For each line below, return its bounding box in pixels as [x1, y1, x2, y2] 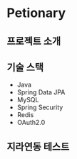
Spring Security [16, 103, 63, 111]
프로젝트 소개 [6, 35, 61, 47]
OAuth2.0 [16, 119, 46, 127]
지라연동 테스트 [6, 141, 70, 153]
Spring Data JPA [16, 88, 66, 97]
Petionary [6, 5, 66, 21]
